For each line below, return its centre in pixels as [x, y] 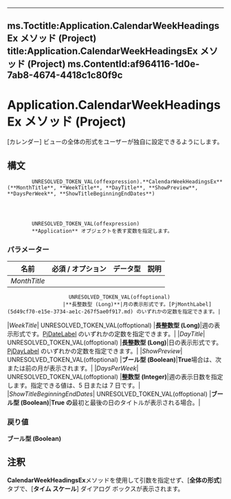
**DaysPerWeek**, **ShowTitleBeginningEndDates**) [81, 194]
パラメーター [28, 250]
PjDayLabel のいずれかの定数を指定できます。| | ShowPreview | [95, 351]
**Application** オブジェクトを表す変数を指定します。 [102, 231]
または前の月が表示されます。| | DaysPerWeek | [73, 369]
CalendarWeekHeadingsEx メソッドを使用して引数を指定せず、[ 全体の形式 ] [114, 480]
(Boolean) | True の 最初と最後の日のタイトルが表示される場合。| [110, 403]
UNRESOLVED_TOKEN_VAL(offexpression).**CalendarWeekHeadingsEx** [128, 182]
